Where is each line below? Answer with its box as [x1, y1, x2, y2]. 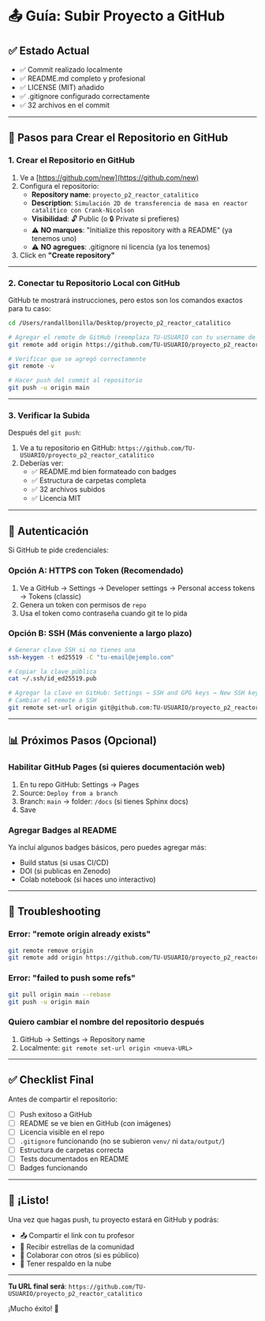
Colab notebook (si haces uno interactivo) [19, 875, 156, 884]
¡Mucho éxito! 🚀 [8, 1304, 59, 1313]
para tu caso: [8, 303, 51, 313]
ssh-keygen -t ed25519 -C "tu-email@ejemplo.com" [8, 653, 175, 661]
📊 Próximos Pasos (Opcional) [8, 734, 158, 747]
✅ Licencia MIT [31, 494, 81, 503]
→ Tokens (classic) [19, 591, 81, 601]
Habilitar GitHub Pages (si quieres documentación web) [8, 762, 226, 773]
